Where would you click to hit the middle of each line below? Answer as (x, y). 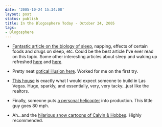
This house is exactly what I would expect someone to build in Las (79, 81)
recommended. (27, 120)
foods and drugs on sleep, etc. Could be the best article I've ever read (83, 51)
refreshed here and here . (37, 62)
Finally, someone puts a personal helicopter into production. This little (82, 100)
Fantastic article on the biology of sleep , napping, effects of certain (80, 46)
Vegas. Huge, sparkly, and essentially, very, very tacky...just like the (81, 86)
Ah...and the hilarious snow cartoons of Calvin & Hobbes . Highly (77, 115)
